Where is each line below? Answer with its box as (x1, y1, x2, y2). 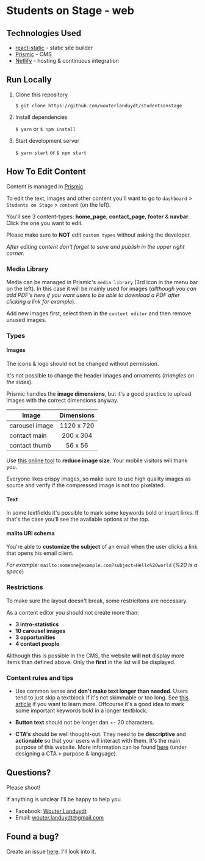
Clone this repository (15, 91, 68, 98)
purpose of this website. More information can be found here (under (15, 743, 187, 751)
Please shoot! (6, 784, 41, 791)
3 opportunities (15, 634, 56, 641)
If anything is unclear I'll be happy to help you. (6, 795, 123, 802)
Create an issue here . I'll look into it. (6, 848, 96, 855)
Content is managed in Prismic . (6, 182, 85, 190)
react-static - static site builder (15, 44, 93, 51)
